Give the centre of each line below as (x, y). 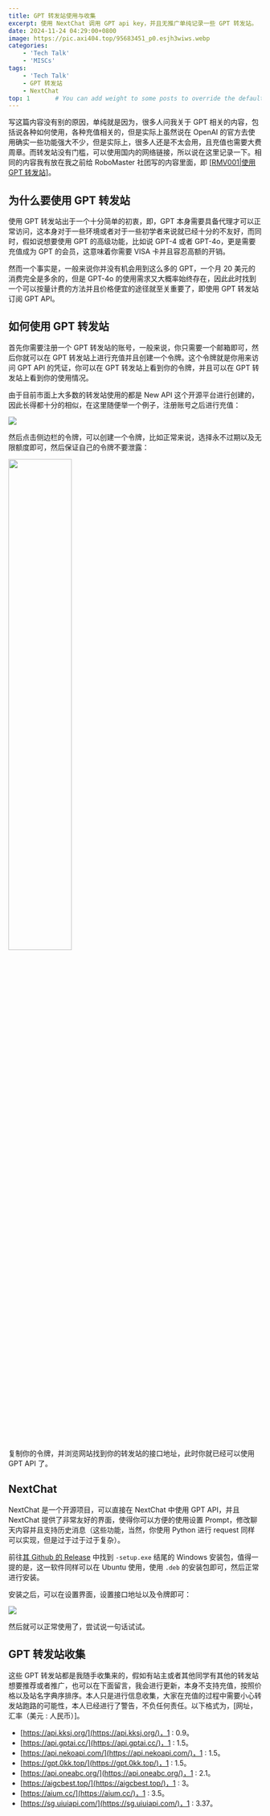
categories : (28, 46)
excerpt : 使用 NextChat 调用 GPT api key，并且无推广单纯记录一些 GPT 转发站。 (133, 23)
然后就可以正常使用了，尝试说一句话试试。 (79, 1626)
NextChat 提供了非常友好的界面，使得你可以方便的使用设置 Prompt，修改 (129, 1520)
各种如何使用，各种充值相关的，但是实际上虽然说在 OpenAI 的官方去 (135, 132)
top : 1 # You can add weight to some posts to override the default (136, 98)
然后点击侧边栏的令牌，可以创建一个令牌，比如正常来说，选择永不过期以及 (131, 437)
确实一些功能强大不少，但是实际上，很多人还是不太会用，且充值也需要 (131, 143)
